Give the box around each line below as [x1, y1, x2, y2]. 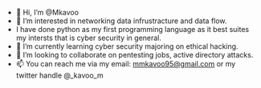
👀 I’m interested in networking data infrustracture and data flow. [15, 16, 227, 26]
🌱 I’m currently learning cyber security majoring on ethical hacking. [15, 42, 239, 51]
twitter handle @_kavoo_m [15, 70, 104, 80]
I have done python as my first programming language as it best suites [15, 25, 250, 34]
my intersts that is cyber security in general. [15, 33, 162, 42]
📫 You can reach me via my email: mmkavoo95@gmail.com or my [15, 59, 236, 68]
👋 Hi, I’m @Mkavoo [15, 8, 79, 17]
